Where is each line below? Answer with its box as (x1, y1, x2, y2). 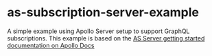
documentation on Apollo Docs (7, 41, 95, 49)
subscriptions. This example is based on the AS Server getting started (7, 34, 205, 42)
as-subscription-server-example (7, 5, 199, 20)
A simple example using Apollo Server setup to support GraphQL (7, 27, 190, 35)
